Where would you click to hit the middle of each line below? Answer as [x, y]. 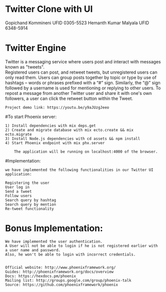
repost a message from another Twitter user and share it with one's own [79, 93]
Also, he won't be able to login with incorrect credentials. [70, 254]
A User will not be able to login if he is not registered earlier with [82, 246]
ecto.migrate [19, 134]
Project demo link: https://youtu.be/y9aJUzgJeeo [57, 107]
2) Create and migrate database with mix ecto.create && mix [69, 130]
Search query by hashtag [31, 200]
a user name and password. [33, 250]
